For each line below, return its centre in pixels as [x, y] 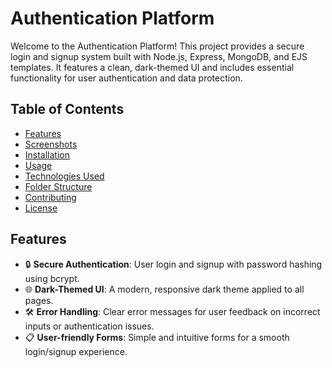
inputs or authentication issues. [89, 326]
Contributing [50, 197]
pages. [39, 300]
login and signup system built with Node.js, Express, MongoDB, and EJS [159, 56]
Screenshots [51, 144]
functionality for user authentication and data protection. [126, 78]
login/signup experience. [76, 351]
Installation [47, 154]
